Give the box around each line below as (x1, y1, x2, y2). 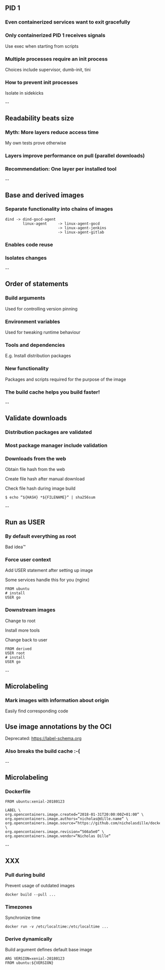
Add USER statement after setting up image (5, 568, 93, 573)
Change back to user (5, 636, 48, 642)
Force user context (5, 556, 52, 563)
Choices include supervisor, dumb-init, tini (5, 67, 91, 72)
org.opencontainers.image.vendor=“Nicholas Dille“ (5, 834, 111, 839)
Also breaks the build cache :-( (5, 748, 80, 755)
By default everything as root (5, 533, 76, 539)
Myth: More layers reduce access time (5, 129, 99, 135)
